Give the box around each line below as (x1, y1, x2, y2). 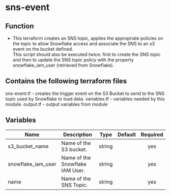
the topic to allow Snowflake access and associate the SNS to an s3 (12, 41, 155, 47)
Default (118, 131, 136, 138)
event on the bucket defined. (12, 46, 74, 52)
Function (5, 22, 34, 30)
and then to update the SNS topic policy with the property (12, 57, 134, 62)
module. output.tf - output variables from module (5, 101, 108, 107)
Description (63, 131, 93, 138)
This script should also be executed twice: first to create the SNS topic (12, 51, 161, 57)
